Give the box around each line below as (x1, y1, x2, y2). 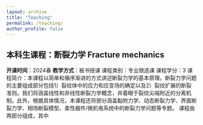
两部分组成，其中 (6, 112, 49, 120)
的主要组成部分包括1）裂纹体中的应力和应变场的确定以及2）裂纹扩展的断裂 (6, 82, 192, 89)
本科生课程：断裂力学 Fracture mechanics (6, 50, 165, 60)
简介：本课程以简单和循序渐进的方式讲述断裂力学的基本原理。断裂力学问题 (11, 74, 197, 82)
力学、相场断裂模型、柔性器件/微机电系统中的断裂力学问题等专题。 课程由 (11, 104, 195, 112)
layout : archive (6, 8, 47, 15)
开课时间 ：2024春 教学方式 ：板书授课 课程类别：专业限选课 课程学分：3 (6, 67, 186, 74)
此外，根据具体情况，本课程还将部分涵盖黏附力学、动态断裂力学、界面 (16, 97, 192, 104)
